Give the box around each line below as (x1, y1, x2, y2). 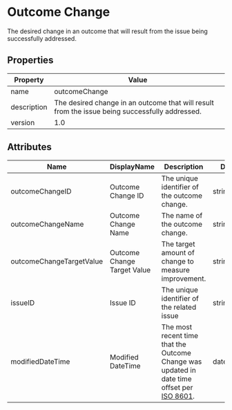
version (10, 118, 35, 127)
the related (161, 302, 197, 312)
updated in (161, 365, 197, 375)
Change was (161, 357, 202, 366)
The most (161, 322, 192, 332)
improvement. (161, 274, 206, 283)
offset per (161, 382, 193, 392)
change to (161, 257, 195, 266)
